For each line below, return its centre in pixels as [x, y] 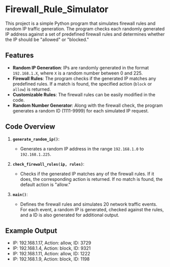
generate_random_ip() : [36, 139]
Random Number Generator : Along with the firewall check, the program [88, 105]
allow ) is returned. [32, 89]
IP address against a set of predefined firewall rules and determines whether [85, 34]
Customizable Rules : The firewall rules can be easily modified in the [84, 94]
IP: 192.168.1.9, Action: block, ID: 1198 [51, 259]
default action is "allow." [45, 184]
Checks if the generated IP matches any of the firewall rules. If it [87, 174]
